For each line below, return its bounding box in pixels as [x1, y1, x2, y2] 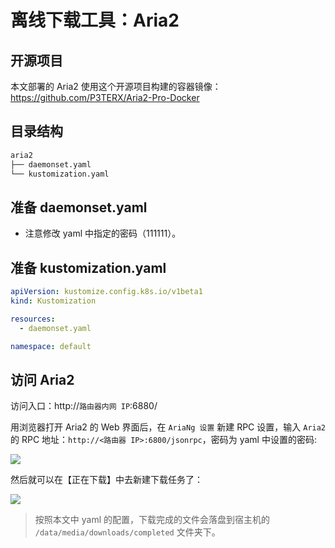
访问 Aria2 [10, 371, 75, 388]
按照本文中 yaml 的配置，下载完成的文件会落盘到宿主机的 [34, 514, 270, 526]
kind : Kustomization [10, 296, 97, 306]
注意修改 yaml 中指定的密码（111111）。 [24, 227, 182, 240]
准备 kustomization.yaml [10, 259, 167, 276]
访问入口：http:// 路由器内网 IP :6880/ [10, 400, 158, 412]
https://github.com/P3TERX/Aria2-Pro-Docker [10, 92, 200, 103]
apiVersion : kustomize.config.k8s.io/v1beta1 [10, 287, 203, 297]
